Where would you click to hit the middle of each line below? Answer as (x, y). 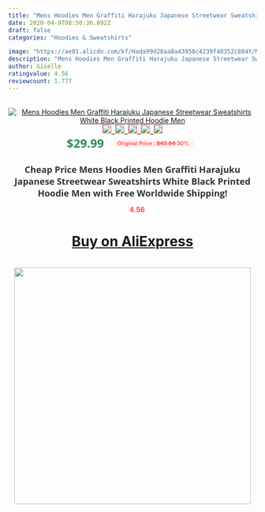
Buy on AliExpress (132, 242)
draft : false (30, 30)
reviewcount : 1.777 (40, 81)
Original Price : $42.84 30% (153, 143)
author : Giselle (35, 67)
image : (19, 52)
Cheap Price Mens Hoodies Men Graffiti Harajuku (132, 169)
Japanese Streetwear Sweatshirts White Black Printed (132, 181)
